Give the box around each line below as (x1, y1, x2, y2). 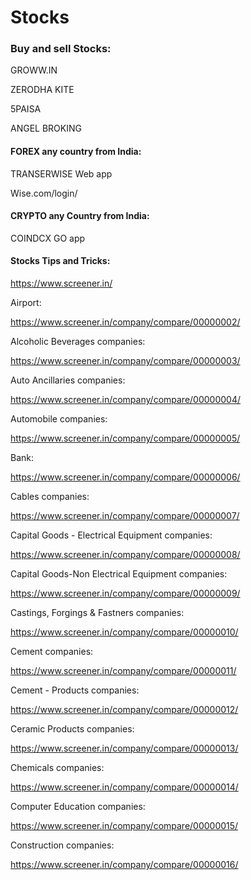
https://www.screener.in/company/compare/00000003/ (10, 355, 241, 367)
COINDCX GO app (10, 232, 86, 244)
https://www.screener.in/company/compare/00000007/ (10, 510, 240, 522)
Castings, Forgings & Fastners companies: (10, 607, 185, 619)
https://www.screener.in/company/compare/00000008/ (10, 549, 241, 561)
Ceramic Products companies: (10, 723, 135, 735)
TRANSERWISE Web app (10, 167, 113, 180)
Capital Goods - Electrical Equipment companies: (10, 529, 213, 541)
